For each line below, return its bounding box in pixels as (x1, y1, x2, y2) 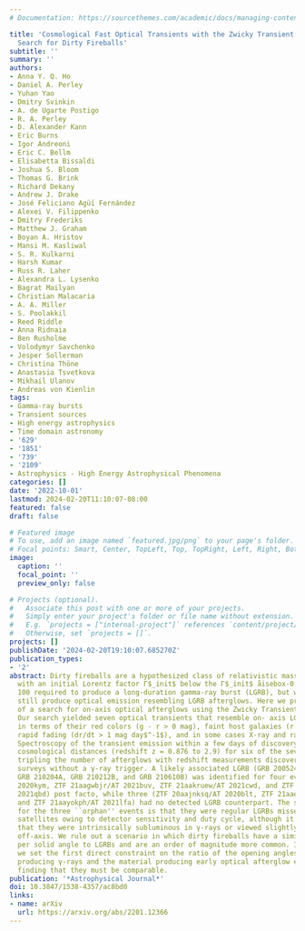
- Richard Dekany (9, 182, 75, 191)
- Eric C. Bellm (9, 148, 71, 157)
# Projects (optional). (9, 595, 100, 605)
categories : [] (9, 478, 67, 487)
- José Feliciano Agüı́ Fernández (9, 199, 136, 208)
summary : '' (9, 55, 54, 65)
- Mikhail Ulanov (9, 376, 75, 385)
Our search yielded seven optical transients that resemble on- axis (17, 713, 286, 723)
